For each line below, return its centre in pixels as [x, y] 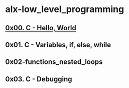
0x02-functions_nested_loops [54, 62]
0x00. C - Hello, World [41, 28]
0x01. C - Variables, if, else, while [58, 45]
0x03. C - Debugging [39, 79]
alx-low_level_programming [65, 9]
